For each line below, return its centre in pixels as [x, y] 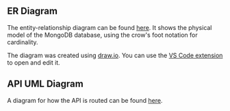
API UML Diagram [45, 84]
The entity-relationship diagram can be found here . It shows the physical [110, 27]
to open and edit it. [34, 62]
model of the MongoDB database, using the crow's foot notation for [102, 35]
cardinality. [23, 42]
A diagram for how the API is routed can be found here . [85, 100]
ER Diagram [33, 11]
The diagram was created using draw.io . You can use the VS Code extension [115, 55]
